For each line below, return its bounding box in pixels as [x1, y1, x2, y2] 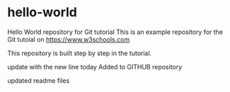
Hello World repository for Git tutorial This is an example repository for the [7, 28, 224, 36]
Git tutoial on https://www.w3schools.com [7, 35, 130, 43]
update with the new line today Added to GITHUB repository [7, 62, 183, 71]
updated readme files [7, 76, 70, 85]
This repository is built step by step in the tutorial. [7, 49, 152, 57]
